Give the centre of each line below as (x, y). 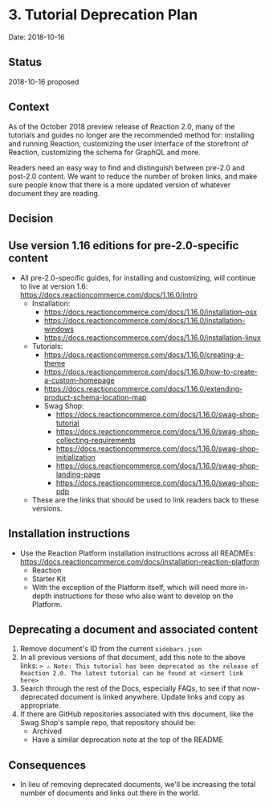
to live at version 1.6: (54, 286)
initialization (76, 457)
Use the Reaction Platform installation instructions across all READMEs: (137, 553)
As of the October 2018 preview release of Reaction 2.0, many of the (122, 126)
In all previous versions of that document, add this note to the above (132, 658)
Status (25, 62)
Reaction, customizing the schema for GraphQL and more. (104, 152)
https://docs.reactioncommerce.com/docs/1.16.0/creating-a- (144, 355)
